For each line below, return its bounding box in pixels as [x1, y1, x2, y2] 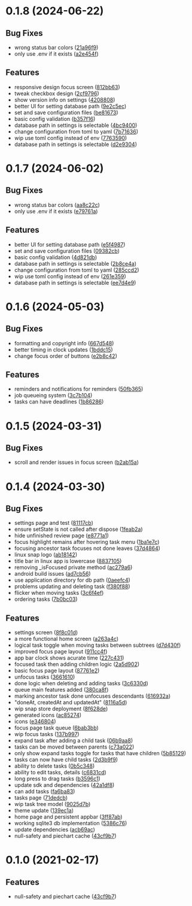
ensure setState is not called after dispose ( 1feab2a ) [14, 525, 143, 533]
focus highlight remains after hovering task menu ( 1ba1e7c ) [14, 539, 160, 546]
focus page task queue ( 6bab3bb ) [14, 724, 99, 731]
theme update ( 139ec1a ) [14, 807, 74, 814]
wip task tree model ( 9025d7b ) [14, 801, 91, 808]
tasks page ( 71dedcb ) [14, 794, 68, 801]
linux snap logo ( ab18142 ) [14, 551, 78, 558]
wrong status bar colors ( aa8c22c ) [14, 201, 100, 208]
